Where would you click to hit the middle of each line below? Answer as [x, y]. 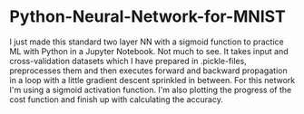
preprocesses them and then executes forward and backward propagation [148, 71]
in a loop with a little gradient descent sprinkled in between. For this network [152, 80]
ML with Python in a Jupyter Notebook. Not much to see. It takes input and [149, 51]
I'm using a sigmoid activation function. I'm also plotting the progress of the [151, 90]
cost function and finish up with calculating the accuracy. [117, 99]
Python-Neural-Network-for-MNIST [147, 17]
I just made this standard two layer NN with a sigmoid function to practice [147, 42]
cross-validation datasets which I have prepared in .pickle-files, [128, 61]
